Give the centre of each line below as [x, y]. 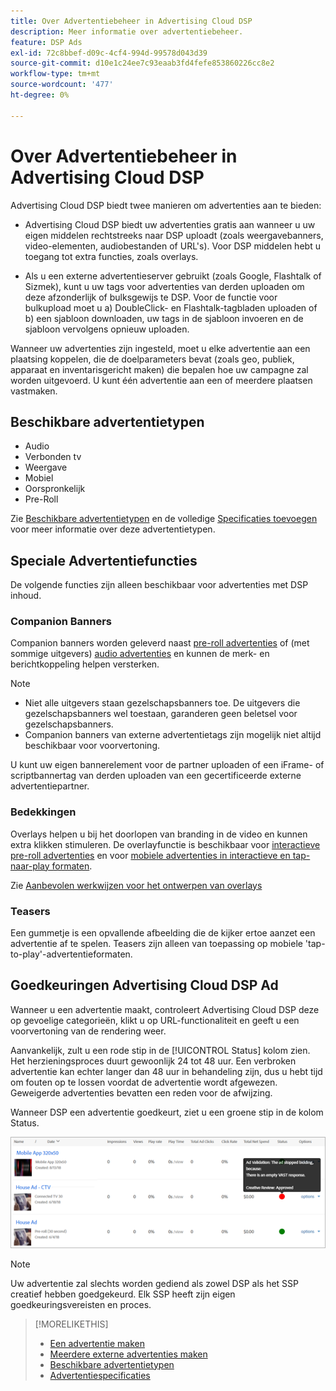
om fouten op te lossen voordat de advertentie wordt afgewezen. [144, 1082]
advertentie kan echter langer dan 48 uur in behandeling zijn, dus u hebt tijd [166, 1071]
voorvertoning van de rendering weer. [88, 1031]
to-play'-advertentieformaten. [71, 954]
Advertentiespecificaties [100, 1375]
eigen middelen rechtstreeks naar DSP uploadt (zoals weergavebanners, [174, 235]
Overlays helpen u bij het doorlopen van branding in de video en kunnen [159, 834]
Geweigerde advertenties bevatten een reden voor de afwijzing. [141, 1092]
